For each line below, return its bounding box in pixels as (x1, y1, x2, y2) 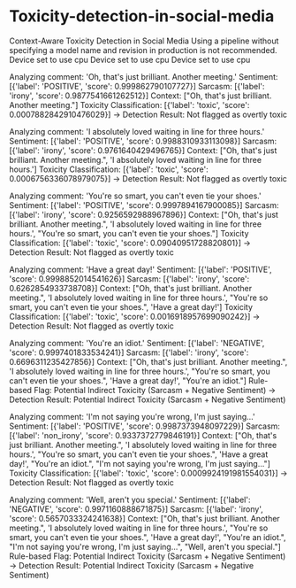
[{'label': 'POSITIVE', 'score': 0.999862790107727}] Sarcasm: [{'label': (9, 81, 265, 91)
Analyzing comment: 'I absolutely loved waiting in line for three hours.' (9, 126, 265, 136)
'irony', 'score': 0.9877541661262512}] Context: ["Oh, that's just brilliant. (9, 90, 272, 101)
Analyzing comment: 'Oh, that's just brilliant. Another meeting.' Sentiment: (9, 71, 278, 81)
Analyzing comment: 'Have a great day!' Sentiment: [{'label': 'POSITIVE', (9, 264, 272, 275)
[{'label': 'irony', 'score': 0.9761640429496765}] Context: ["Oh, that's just (9, 144, 277, 156)
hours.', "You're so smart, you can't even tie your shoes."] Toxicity (9, 228, 249, 238)
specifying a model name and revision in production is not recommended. (9, 44, 277, 55)
